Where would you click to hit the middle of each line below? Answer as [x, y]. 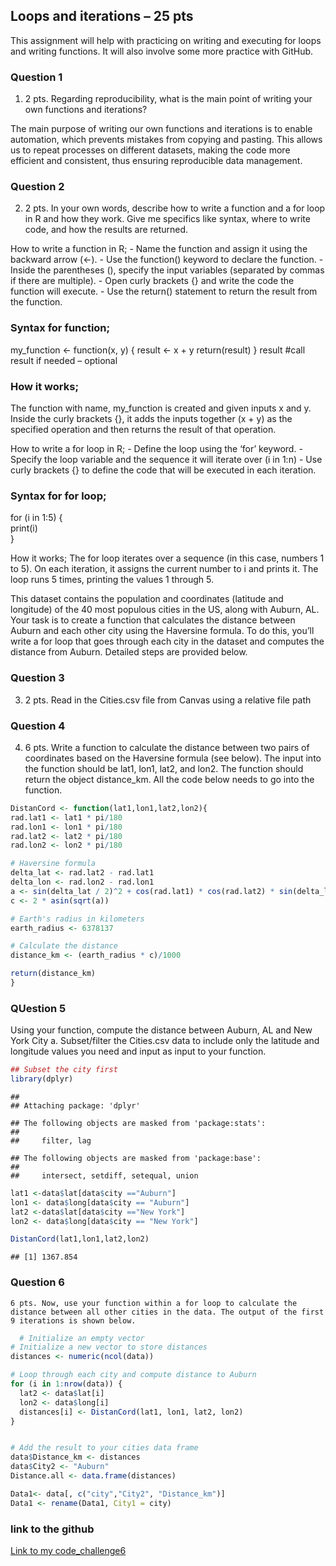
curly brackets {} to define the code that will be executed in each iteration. [163, 470]
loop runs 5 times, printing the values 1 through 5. [112, 580]
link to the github [52, 1529]
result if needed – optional [64, 360]
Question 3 [37, 678]
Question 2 [37, 187]
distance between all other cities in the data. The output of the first [167, 1312]
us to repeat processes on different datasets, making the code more [150, 150]
